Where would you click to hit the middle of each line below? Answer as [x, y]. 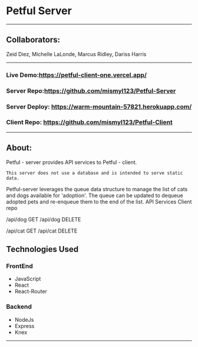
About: [19, 148]
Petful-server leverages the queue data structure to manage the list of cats [97, 189]
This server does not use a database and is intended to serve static [95, 173]
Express [24, 326]
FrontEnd [20, 266]
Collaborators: [33, 40]
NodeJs [24, 319]
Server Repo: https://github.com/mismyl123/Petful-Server [91, 91]
